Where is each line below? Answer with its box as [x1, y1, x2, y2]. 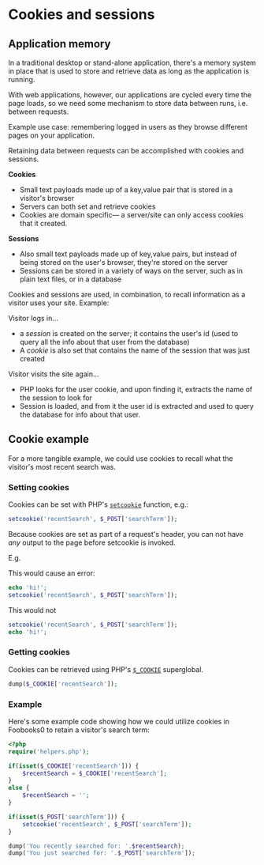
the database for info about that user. [19, 410, 141, 419]
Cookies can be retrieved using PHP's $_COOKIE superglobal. [8, 664, 203, 674]
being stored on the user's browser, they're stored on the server [19, 258, 229, 266]
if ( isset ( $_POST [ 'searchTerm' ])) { [8, 813, 125, 821]
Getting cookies [8, 647, 71, 658]
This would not [8, 605, 57, 614]
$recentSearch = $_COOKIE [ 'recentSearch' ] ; [22, 769, 168, 777]
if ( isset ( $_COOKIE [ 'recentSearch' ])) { [8, 761, 139, 770]
